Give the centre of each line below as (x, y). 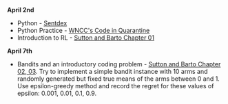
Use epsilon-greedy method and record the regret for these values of (115, 86)
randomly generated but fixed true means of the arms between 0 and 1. (118, 79)
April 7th (20, 51)
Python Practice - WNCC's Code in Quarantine (83, 30)
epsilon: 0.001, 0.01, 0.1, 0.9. (57, 93)
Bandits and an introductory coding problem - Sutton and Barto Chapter (119, 64)
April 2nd (21, 10)
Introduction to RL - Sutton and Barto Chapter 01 (86, 38)
